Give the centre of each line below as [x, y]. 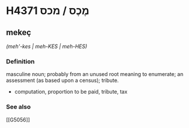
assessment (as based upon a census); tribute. [62, 81]
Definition [20, 61]
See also [18, 107]
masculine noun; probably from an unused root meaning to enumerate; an [95, 74]
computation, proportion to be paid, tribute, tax [71, 92]
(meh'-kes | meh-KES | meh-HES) [47, 46]
